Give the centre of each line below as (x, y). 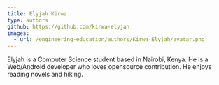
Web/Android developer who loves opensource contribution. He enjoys (109, 67)
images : (19, 33)
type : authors (28, 20)
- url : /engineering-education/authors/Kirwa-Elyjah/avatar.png (109, 40)
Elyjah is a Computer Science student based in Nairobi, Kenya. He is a (108, 59)
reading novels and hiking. (45, 75)
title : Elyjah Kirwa (37, 14)
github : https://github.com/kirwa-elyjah (69, 26)
